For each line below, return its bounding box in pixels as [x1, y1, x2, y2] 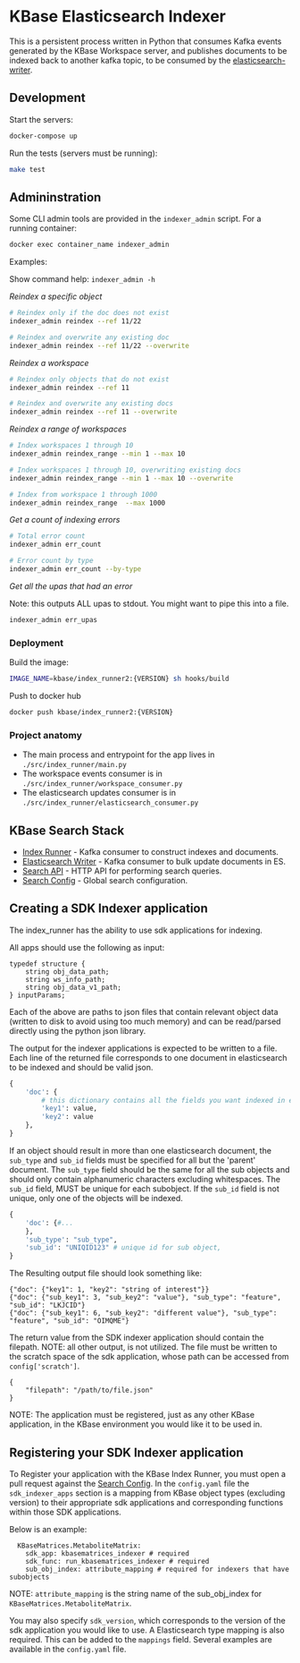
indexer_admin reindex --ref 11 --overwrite [9, 407, 178, 417]
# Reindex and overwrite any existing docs [9, 399, 174, 408]
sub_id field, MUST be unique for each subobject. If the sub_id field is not [9, 1183, 279, 1194]
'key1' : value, [41, 1104, 98, 1113]
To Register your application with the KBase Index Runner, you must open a [9, 1468, 287, 1479]
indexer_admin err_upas [9, 615, 98, 624]
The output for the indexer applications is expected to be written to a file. [9, 1043, 278, 1053]
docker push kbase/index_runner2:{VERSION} [9, 707, 174, 717]
